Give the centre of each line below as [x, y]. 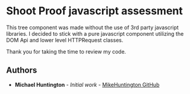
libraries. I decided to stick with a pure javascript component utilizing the [95, 33]
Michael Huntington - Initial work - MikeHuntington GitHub [87, 84]
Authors [22, 70]
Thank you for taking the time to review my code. [66, 51]
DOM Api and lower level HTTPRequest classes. [65, 40]
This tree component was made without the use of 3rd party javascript [93, 27]
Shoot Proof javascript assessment [94, 11]
